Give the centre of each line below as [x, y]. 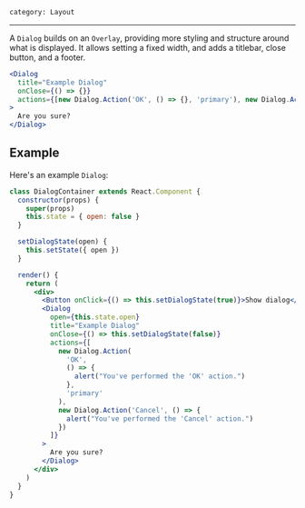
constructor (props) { [59, 200]
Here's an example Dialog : [59, 174]
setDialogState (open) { [62, 242]
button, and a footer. [48, 57]
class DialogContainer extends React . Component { [105, 191]
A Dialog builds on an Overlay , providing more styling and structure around [149, 38]
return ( [42, 284]
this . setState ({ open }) [73, 250]
